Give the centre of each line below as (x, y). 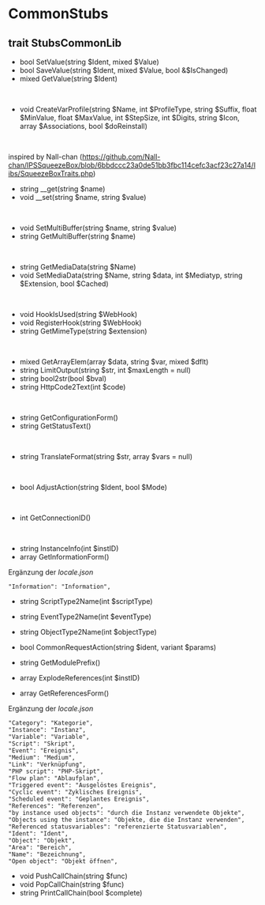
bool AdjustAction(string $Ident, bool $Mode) (93, 487)
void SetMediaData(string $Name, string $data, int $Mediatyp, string (131, 275)
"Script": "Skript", (42, 744)
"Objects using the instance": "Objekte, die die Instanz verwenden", (127, 820)
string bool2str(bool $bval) (63, 379)
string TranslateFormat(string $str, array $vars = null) (106, 456)
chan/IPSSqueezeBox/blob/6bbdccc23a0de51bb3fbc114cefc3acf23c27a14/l (132, 165)
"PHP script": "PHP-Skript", (56, 771)
